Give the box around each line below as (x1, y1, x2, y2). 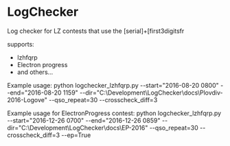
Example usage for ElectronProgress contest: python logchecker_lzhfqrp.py (7, 109, 222, 117)
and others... (16, 68, 54, 76)
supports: (7, 40, 34, 48)
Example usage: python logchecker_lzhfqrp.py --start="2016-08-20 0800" (7, 81, 220, 89)
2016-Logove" (7, 95, 48, 104)
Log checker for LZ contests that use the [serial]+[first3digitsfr (7, 27, 185, 35)
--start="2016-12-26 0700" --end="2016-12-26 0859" (7, 116, 161, 124)
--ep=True (61, 131, 91, 139)
